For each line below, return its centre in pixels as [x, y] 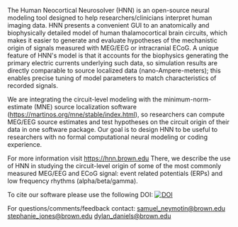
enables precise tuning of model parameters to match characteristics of [112, 78]
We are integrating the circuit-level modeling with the [85, 99]
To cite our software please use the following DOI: [80, 195]
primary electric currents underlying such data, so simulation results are [113, 63]
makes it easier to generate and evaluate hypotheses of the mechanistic [112, 40]
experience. [25, 144]
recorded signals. [33, 85]
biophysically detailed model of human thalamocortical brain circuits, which [118, 33]
